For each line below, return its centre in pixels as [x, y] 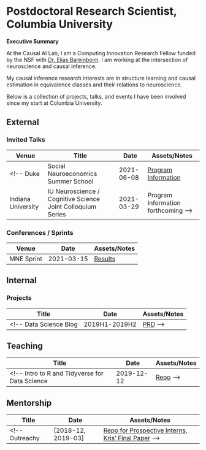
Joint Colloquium [72, 207]
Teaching [25, 346]
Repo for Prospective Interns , [145, 430]
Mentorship [29, 403]
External [23, 122]
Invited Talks [26, 140]
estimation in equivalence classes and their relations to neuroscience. [94, 85]
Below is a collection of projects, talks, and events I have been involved [96, 96]
